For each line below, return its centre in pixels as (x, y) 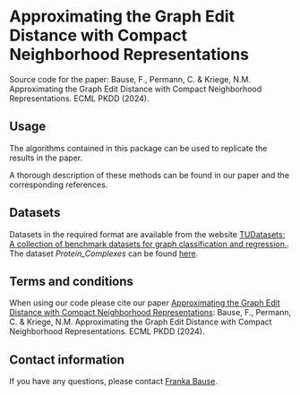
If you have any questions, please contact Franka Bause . (113, 382)
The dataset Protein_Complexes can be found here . (104, 253)
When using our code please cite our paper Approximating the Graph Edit (145, 303)
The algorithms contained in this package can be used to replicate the (138, 148)
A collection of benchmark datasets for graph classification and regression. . (149, 244)
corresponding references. (59, 185)
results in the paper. (46, 158)
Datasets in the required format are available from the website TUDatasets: (147, 234)
